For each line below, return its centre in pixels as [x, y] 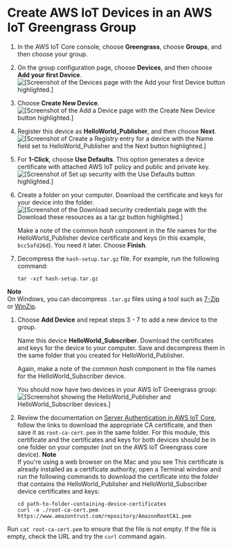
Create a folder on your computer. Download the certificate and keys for [120, 195]
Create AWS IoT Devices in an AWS [110, 13]
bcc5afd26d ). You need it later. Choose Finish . [82, 245]
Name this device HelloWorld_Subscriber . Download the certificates [115, 340]
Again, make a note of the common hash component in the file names [117, 368]
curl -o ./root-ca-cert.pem [57, 510]
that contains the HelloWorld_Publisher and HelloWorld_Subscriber [112, 484]
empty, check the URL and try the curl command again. [87, 536]
